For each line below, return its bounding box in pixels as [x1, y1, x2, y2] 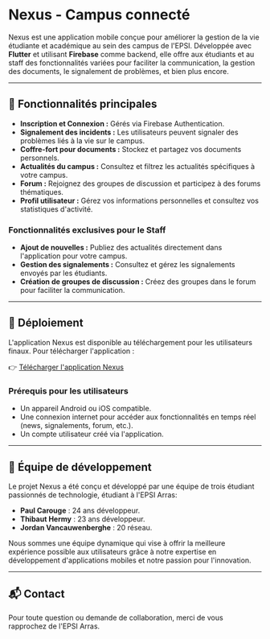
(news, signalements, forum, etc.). [19, 421, 134, 431]
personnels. [19, 153, 60, 163]
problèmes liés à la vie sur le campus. [19, 135, 145, 146]
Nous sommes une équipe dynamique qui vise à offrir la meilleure [8, 538, 226, 548]
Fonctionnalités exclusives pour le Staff [8, 224, 166, 235]
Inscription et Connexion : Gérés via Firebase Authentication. [19, 118, 225, 128]
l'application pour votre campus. [19, 251, 128, 261]
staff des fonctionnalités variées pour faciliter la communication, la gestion [8, 58, 256, 68]
